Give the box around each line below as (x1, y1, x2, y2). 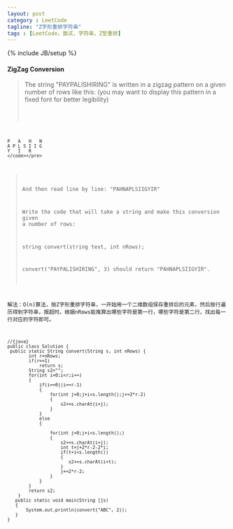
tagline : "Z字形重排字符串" (7, 23, 82, 30)
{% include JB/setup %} (7, 49, 77, 57)
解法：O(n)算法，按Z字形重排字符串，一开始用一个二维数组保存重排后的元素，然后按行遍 (7, 302, 226, 309)
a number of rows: (22, 220, 76, 227)
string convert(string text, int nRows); (22, 243, 145, 251)
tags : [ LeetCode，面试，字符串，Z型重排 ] (7, 29, 121, 37)
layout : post (7, 10, 45, 17)
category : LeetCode (7, 17, 68, 24)
